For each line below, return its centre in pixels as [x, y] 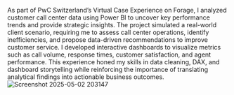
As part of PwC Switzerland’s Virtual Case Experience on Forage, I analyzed [117, 10]
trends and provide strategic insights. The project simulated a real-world [112, 25]
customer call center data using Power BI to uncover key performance [109, 17]
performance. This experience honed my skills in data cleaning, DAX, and [113, 62]
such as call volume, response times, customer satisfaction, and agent [109, 54]
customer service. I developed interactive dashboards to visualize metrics [114, 47]
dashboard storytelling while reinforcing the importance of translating [108, 70]
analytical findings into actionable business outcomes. [86, 77]
